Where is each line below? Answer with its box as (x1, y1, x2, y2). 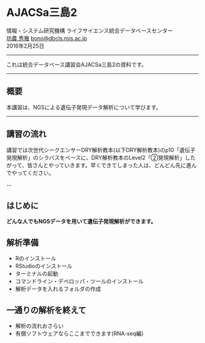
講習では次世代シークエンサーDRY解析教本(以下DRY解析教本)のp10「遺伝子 (6, 146, 196, 153)
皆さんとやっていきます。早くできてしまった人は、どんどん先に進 (27, 161, 192, 168)
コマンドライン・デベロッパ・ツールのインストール (15, 278, 144, 285)
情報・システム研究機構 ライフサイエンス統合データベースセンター (6, 27, 173, 34)
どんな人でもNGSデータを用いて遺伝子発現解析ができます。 (6, 218, 157, 225)
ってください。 (16, 169, 54, 176)
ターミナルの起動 (15, 270, 59, 278)
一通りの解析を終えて (6, 305, 87, 315)
